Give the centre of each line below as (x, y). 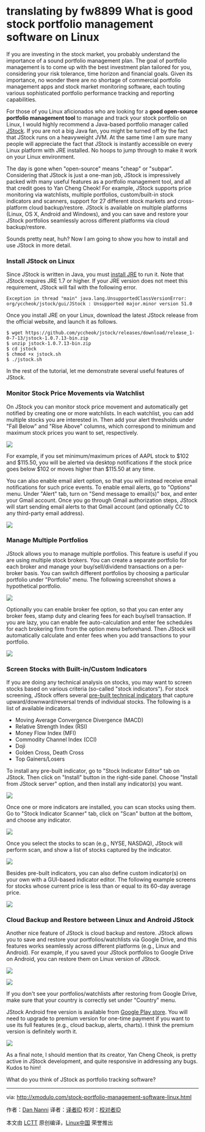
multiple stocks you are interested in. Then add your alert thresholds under (100, 419)
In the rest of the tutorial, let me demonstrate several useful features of (95, 371)
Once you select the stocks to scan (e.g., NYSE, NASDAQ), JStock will (95, 843)
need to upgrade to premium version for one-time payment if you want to (98, 1018)
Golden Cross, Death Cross (49, 753)
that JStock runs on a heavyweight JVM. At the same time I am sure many (99, 137)
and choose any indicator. (39, 820)
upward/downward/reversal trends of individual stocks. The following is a (99, 702)
